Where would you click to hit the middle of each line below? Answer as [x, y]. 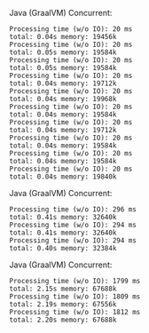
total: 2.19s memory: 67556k [63, 305]
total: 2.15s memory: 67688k [63, 289]
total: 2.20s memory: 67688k [63, 320]
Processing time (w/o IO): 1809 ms [75, 297]
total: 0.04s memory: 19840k [63, 177]
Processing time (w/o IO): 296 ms [73, 210]
